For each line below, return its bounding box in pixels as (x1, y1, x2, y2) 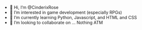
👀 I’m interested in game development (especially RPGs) (9, 10, 123, 15)
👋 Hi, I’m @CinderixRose (9, 5, 59, 10)
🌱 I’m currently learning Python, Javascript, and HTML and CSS (9, 15, 137, 20)
